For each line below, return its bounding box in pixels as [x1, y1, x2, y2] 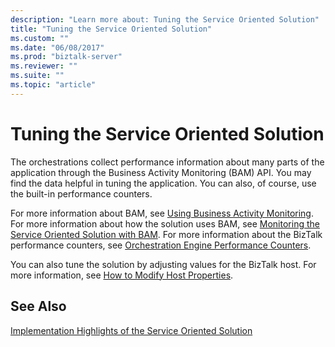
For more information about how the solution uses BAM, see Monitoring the [10, 217, 320, 230]
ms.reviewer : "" [10, 61, 78, 71]
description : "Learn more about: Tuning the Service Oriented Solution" [10, 14, 320, 25]
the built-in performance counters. [10, 187, 153, 200]
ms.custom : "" [10, 33, 70, 43]
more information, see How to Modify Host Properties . [10, 269, 234, 281]
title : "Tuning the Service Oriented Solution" [10, 24, 213, 34]
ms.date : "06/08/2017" [10, 42, 105, 53]
